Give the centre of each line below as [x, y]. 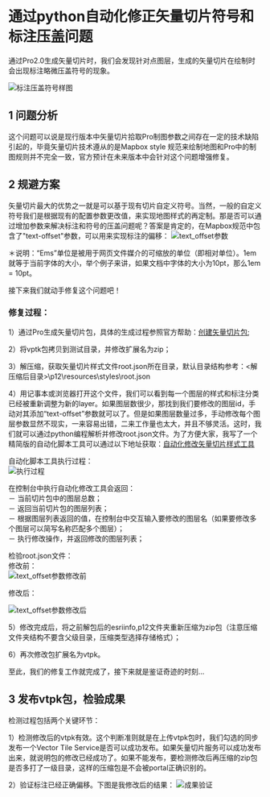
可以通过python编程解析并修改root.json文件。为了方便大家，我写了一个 [140, 434]
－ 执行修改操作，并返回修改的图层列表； [76, 538]
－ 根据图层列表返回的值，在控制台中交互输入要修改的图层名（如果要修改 [129, 518]
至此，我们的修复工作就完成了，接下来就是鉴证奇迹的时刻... [106, 671]
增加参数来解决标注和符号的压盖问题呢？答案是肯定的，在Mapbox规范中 [134, 226]
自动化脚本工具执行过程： [51, 461]
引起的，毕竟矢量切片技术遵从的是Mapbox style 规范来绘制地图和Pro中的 [129, 147]
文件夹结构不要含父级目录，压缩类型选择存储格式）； [94, 637]
